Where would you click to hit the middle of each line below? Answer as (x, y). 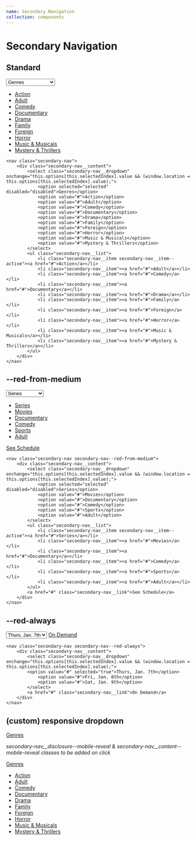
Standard (23, 68)
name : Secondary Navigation (40, 11)
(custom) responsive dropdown (65, 721)
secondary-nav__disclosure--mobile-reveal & (61, 746)
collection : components (35, 17)
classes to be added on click (75, 752)
